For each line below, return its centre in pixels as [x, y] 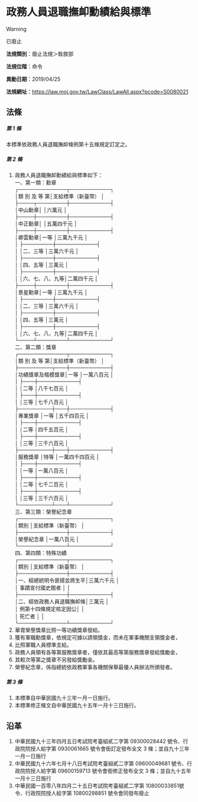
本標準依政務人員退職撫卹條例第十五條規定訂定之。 [68, 144]
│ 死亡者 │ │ [30, 616]
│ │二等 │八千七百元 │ [42, 389]
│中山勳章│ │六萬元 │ [41, 210]
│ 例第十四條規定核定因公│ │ [49, 609]
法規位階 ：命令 [24, 66]
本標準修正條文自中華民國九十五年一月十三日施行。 [77, 705]
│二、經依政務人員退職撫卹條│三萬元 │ [62, 601]
